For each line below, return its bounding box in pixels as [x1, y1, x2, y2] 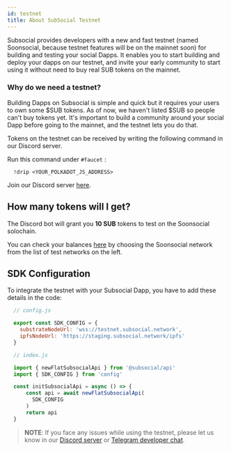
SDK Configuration [7, 268, 90, 279]
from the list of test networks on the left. [7, 248, 123, 256]
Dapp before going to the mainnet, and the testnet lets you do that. [7, 120, 198, 129]
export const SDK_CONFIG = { [13, 319, 98, 327]
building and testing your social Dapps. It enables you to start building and [7, 50, 221, 59]
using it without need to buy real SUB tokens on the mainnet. [7, 65, 181, 74]
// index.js [13, 351, 49, 358]
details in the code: [7, 294, 63, 302]
